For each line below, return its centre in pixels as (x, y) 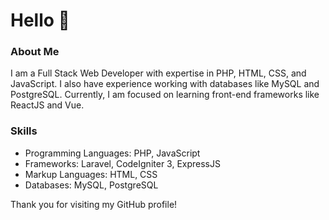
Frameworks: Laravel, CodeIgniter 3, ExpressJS (122, 163)
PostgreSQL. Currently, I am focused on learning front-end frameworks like (165, 95)
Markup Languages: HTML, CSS (91, 174)
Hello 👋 (40, 20)
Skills (24, 131)
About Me (35, 52)
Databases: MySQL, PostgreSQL (91, 185)
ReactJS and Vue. (47, 105)
